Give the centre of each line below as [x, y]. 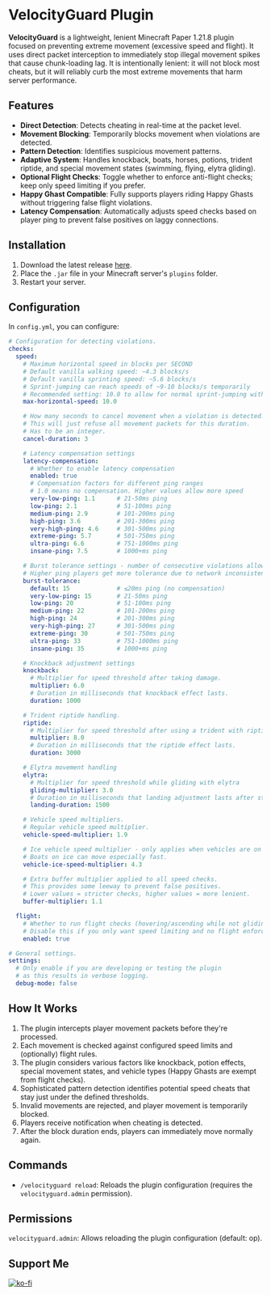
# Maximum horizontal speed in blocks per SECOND [108, 364]
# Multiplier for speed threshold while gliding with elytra [135, 782]
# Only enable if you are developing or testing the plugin [119, 968]
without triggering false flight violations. [86, 202]
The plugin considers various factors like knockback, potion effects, [133, 1062]
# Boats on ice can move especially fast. [95, 857]
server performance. [43, 80]
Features [31, 106]
